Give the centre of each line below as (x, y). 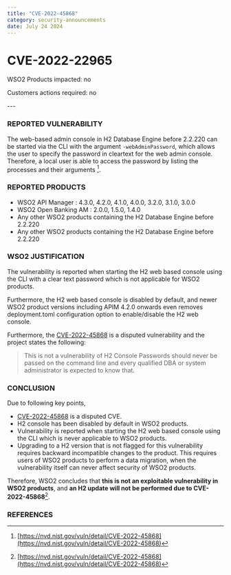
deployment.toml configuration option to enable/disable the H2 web (103, 314)
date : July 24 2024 (35, 26)
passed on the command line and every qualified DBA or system (115, 363)
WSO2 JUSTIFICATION (46, 257)
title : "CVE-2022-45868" (43, 13)
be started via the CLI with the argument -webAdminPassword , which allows (111, 146)
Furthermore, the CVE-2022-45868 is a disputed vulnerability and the (106, 335)
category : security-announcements (57, 20)
